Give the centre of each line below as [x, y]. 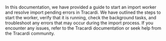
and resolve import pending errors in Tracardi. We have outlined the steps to [83, 12]
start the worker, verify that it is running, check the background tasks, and [81, 18]
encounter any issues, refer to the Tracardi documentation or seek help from [83, 28]
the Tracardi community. [30, 33]
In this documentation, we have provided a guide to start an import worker [81, 7]
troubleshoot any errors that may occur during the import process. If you [79, 23]
